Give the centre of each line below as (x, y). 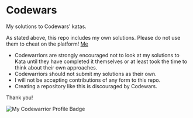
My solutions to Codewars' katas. (46, 26)
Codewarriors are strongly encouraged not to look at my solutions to (97, 55)
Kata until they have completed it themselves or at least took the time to (101, 61)
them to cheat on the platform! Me (47, 44)
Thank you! (20, 98)
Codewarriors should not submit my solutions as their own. (85, 74)
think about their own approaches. (56, 67)
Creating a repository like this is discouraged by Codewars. (86, 86)
